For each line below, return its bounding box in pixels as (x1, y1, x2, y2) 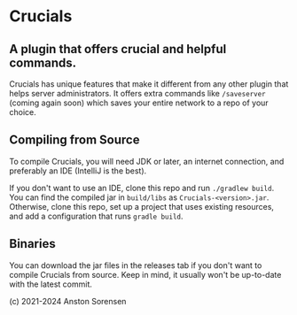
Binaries (9, 236, 56, 251)
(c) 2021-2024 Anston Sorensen (9, 296, 127, 306)
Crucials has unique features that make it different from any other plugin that (9, 79, 289, 89)
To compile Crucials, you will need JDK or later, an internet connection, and (9, 156, 285, 166)
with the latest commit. (9, 279, 93, 289)
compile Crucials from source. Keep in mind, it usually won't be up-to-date (9, 269, 282, 280)
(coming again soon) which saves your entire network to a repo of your (9, 97, 269, 108)
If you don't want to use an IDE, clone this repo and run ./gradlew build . (9, 182, 275, 193)
